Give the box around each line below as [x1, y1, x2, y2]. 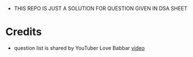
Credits [5, 26, 42, 38]
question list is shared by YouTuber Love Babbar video [13, 44, 145, 51]
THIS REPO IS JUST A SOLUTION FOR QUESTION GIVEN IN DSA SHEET [13, 5, 188, 12]
